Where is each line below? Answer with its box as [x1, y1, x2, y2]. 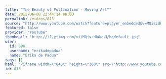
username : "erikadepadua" [9, 48, 63, 53]
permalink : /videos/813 [5, 16, 54, 21]
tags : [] [5, 57, 23, 62]
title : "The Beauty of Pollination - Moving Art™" [5, 7, 112, 12]
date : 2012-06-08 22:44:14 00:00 [5, 12, 74, 17]
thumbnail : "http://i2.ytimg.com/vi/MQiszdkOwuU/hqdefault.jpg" [5, 35, 140, 40]
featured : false [5, 26, 39, 30]
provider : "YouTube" [5, 30, 48, 35]
